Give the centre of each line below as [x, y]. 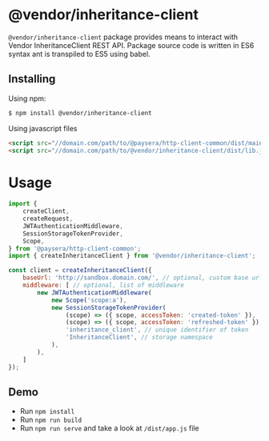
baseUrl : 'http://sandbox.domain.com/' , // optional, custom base [136, 278]
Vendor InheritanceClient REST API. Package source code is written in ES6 [131, 45]
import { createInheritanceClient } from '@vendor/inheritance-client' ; [132, 256]
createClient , [46, 211]
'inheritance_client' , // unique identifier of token [157, 330]
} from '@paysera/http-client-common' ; [75, 249]
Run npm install [47, 411]
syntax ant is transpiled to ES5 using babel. [79, 54]
